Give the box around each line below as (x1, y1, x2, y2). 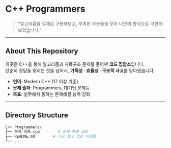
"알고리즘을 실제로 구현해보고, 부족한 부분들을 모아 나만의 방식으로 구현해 (17, 20, 163, 27)
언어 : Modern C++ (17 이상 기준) (12, 78, 78, 84)
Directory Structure (5, 111, 69, 120)
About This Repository (5, 47, 78, 56)
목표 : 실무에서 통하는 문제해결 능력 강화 (12, 91, 91, 97)
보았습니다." (17, 27, 42, 33)
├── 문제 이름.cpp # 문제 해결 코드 (5, 129, 88, 134)
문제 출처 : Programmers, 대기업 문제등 (12, 85, 90, 91)
